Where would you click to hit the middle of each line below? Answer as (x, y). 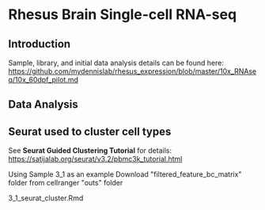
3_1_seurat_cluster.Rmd (46, 198)
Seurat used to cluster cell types (90, 131)
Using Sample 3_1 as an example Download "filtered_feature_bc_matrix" (125, 174)
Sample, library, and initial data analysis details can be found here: (116, 63)
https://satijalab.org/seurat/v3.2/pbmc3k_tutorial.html (95, 159)
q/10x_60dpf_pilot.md (44, 80)
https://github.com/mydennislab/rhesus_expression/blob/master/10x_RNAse (132, 71)
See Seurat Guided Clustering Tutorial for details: (90, 151)
